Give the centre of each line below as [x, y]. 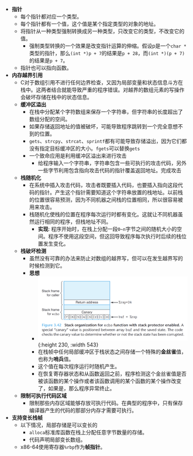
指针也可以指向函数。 [46, 68]
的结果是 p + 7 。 [49, 60]
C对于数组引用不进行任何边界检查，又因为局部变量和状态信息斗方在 [101, 82]
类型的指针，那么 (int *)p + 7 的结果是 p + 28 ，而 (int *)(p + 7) [107, 53]
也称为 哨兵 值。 [56, 359]
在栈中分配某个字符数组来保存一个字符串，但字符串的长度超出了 [106, 112]
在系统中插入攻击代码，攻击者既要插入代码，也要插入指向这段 [104, 185]
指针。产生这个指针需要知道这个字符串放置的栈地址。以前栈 [111, 192]
